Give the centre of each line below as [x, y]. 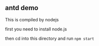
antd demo [22, 8]
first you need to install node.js [36, 29]
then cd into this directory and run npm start [49, 38]
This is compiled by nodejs [32, 19]
